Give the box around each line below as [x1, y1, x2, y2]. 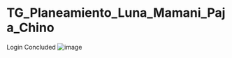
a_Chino [6, 20, 55, 36]
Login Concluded [6, 43, 57, 51]
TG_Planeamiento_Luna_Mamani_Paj [6, 5, 226, 21]
